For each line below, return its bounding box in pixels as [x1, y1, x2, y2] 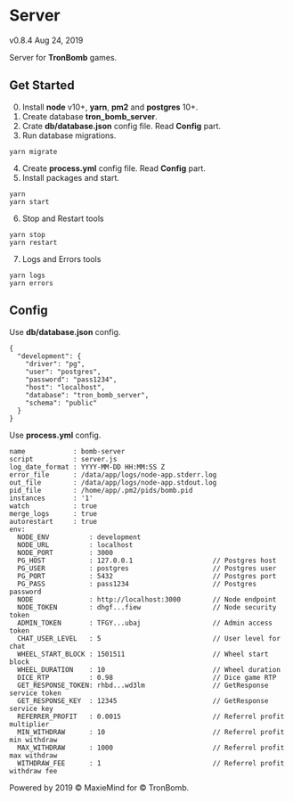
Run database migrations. [21, 130, 117, 141]
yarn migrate [9, 147, 58, 156]
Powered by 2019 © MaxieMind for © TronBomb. [9, 782, 190, 793]
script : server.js [9, 454, 118, 463]
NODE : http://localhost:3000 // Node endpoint [17, 594, 277, 604]
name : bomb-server [9, 446, 126, 455]
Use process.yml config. [9, 430, 102, 440]
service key [9, 704, 53, 713]
